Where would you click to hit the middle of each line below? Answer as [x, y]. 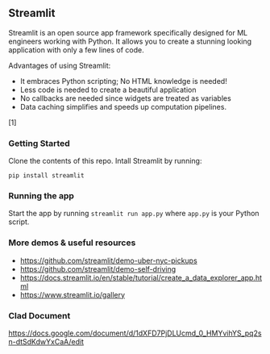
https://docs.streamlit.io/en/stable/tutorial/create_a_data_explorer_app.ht [141, 277]
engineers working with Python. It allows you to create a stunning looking [130, 41]
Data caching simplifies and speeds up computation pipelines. [123, 106]
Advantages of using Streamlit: [60, 65]
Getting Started [39, 143]
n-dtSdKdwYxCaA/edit [46, 342]
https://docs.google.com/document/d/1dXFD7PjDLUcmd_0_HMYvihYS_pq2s [135, 333]
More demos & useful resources [72, 243]
